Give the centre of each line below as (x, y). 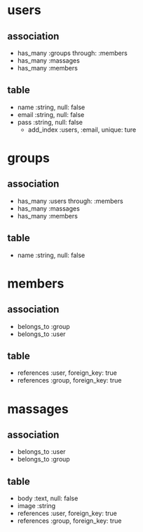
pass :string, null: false (50, 122)
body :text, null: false (48, 498)
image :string (36, 506)
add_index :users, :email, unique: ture (82, 130)
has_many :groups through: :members (72, 53)
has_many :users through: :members (70, 201)
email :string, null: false (51, 114)
